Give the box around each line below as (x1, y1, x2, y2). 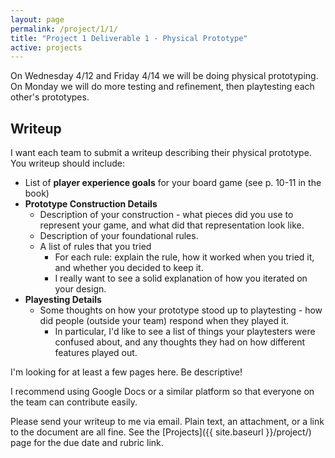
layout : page (10, 14, 65, 25)
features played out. (54, 347, 138, 359)
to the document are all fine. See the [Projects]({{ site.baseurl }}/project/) (10, 426, 312, 438)
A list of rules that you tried (39, 241, 152, 253)
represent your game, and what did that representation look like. (39, 219, 305, 231)
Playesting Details (24, 294, 102, 306)
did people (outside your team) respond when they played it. (39, 315, 290, 327)
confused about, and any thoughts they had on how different (54, 336, 305, 348)
